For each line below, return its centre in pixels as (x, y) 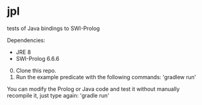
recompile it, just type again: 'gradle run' (58, 95)
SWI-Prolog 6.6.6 (37, 58)
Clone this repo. (36, 70)
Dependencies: (26, 40)
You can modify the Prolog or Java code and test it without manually (93, 89)
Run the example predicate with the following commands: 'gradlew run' (106, 77)
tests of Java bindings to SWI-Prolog (53, 28)
